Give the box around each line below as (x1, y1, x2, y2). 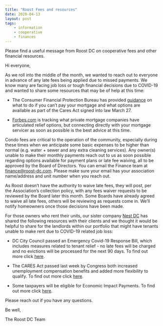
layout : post (5, 16, 32, 21)
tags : (5, 21, 16, 26)
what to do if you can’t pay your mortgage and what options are (12, 102, 141, 108)
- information (14, 25, 42, 30)
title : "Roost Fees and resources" (5, 7, 78, 12)
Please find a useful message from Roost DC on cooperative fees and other (5, 47, 157, 54)
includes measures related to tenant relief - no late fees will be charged (12, 243, 156, 249)
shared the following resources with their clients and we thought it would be (5, 218, 158, 224)
